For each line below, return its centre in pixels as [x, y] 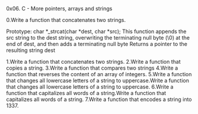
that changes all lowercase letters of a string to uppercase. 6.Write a [90, 87]
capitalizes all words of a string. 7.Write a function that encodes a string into [99, 99]
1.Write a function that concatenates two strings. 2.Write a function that [93, 62]
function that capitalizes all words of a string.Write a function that [86, 93]
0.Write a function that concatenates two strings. [66, 20]
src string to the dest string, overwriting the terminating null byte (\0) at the [98, 38]
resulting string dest [31, 50]
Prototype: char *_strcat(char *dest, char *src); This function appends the [96, 31]
